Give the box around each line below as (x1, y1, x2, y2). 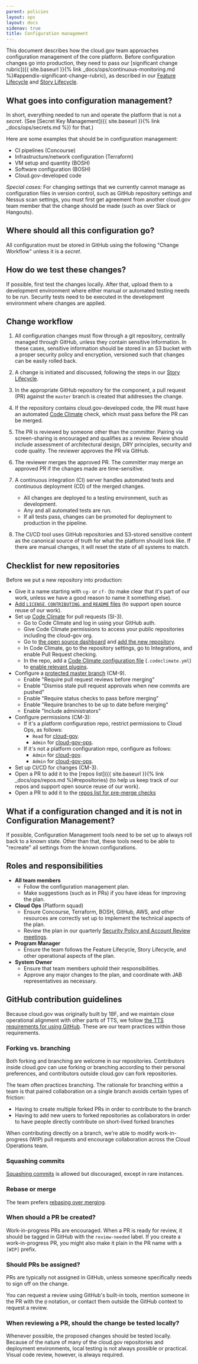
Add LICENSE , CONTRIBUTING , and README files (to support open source (14, 600, 181, 607)
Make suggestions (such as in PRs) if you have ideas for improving (23, 889, 186, 896)
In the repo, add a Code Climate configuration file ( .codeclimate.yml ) (23, 657, 192, 664)
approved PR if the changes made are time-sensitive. (14, 465, 145, 472)
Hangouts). (6, 208, 34, 215)
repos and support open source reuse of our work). (14, 783, 140, 790)
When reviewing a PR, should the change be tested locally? (6, 1319, 180, 1327)
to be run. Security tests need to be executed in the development (6, 293, 164, 300)
